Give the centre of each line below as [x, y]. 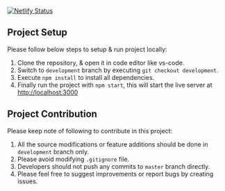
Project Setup [37, 32]
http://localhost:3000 [48, 92]
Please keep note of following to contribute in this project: [90, 131]
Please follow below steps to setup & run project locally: [87, 49]
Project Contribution [52, 114]
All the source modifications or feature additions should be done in [112, 144]
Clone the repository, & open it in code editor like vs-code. [101, 63]
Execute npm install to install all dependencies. [86, 77]
